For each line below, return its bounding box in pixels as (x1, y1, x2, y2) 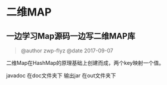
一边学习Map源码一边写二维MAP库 (6, 31, 135, 41)
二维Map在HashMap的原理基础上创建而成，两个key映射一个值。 (6, 59, 165, 66)
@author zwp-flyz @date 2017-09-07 (20, 47, 113, 54)
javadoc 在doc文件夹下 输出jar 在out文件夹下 (6, 72, 116, 79)
